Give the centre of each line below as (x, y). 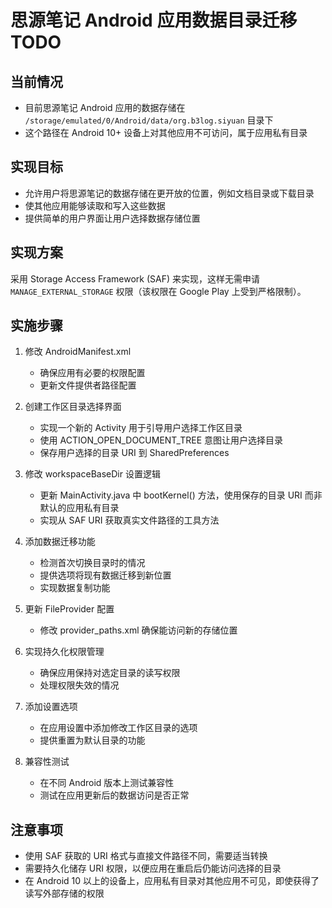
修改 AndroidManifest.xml (78, 352)
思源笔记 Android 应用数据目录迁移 (154, 20)
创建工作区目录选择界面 (73, 407)
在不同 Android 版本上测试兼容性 (107, 783)
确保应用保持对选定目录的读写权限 (110, 673)
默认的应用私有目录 (79, 508)
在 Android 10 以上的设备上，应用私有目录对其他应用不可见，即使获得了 (172, 881)
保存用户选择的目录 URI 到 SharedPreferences (134, 453)
